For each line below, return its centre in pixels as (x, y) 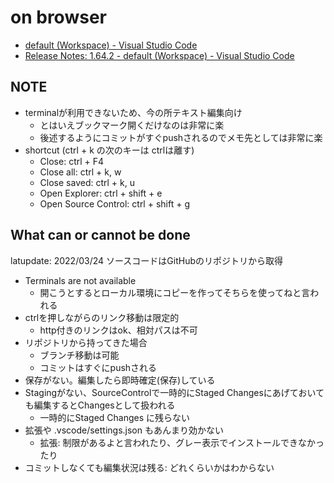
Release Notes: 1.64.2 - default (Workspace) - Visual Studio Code (159, 55)
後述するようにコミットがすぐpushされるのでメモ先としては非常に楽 (181, 137)
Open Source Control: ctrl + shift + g (114, 203)
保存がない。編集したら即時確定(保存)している (120, 380)
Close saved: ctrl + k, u (87, 182)
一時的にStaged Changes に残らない (115, 417)
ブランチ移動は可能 (79, 355)
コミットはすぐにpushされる (98, 367)
